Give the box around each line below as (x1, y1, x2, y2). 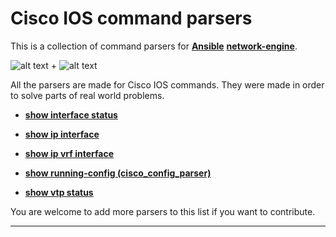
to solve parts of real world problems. (10, 89, 165, 101)
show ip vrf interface (24, 147, 114, 159)
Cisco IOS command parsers (10, 7, 253, 30)
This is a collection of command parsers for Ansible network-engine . (10, 40, 298, 52)
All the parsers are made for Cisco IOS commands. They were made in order (10, 78, 325, 91)
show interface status (24, 108, 118, 121)
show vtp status (24, 186, 94, 198)
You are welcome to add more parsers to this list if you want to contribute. (10, 205, 316, 217)
